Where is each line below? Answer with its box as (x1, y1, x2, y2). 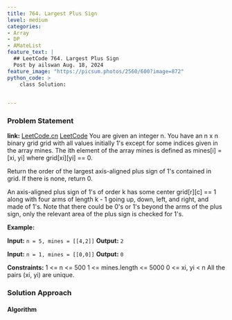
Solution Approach (7, 288, 72, 298)
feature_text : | (7, 49, 54, 56)
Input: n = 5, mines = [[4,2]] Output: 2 (7, 236, 124, 245)
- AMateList (7, 42, 42, 49)
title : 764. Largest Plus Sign (7, 10, 98, 17)
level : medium (7, 17, 48, 23)
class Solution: (19, 81, 67, 88)
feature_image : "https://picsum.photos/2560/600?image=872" (7, 68, 185, 75)
